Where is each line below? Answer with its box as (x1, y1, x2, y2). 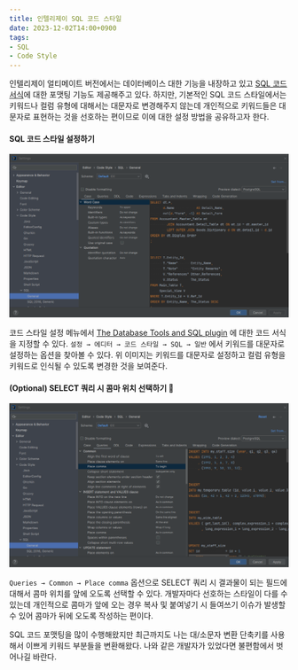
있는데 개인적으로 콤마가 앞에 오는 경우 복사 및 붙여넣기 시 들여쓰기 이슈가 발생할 (9, 599, 286, 611)
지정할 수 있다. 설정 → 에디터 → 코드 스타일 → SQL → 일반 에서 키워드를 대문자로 (18, 339, 286, 349)
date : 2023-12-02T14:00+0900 (9, 23, 117, 33)
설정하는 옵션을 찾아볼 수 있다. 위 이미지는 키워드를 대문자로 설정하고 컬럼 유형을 (9, 350, 286, 361)
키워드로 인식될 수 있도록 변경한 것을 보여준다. (9, 361, 169, 371)
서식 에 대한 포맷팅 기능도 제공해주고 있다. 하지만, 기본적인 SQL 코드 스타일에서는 (9, 90, 287, 100)
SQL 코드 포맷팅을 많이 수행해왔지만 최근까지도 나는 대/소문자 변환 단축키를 (9, 629, 269, 640)
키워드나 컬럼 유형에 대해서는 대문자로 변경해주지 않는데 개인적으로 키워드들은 (9, 100, 278, 111)
